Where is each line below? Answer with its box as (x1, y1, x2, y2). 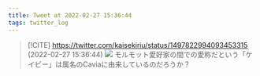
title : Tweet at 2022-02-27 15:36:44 (8, 11, 132, 20)
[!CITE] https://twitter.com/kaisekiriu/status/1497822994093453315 (27, 40, 248, 49)
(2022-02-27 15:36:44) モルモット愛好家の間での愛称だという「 (27, 49, 246, 59)
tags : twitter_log (8, 19, 69, 27)
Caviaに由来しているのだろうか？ (82, 60, 191, 69)
